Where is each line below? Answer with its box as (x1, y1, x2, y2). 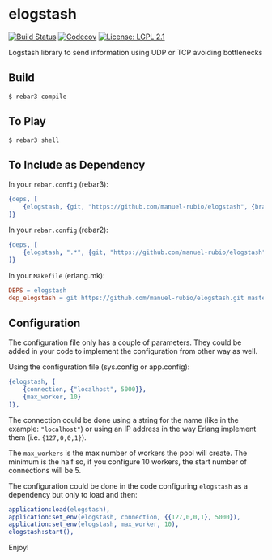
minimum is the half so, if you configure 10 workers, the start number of (8, 456, 248, 467)
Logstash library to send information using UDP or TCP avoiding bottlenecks (8, 47, 263, 57)
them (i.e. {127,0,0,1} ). (8, 432, 87, 442)
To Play (8, 114, 47, 128)
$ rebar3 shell (8, 136, 60, 144)
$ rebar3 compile (8, 93, 67, 101)
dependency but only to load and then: (8, 489, 138, 499)
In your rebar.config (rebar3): (8, 179, 109, 189)
